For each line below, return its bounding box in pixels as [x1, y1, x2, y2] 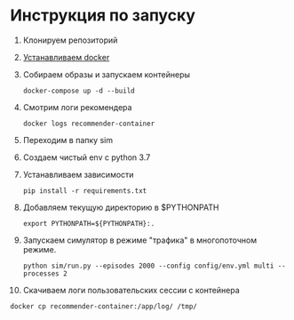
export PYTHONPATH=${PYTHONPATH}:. [22, 219, 155, 228]
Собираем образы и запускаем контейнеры [22, 68, 190, 80]
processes [22, 268, 60, 278]
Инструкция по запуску [10, 5, 196, 26]
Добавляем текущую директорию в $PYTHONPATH [22, 202, 219, 212]
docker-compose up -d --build [22, 86, 136, 95]
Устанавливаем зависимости [22, 169, 134, 180]
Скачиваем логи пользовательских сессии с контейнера [22, 284, 241, 295]
